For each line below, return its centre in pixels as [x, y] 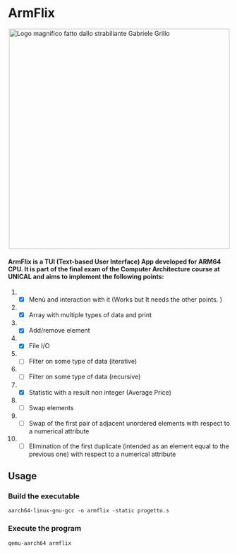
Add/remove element [59, 331]
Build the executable [44, 496]
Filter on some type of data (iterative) [83, 362]
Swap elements [51, 407]
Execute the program [45, 529]
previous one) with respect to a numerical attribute [102, 454]
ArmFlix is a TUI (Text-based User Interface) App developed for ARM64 [115, 261]
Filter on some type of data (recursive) [85, 377]
